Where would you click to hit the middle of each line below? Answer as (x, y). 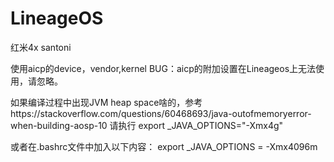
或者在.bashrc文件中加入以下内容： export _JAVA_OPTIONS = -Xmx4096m (164, 146)
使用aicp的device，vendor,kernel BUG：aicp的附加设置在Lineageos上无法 (163, 68)
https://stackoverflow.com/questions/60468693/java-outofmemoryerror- (161, 113)
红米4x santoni (41, 47)
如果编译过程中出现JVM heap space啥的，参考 (106, 102)
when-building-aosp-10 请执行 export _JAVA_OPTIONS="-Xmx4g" (147, 125)
